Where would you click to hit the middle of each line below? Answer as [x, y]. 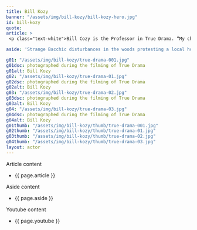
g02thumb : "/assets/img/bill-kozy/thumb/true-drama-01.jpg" [81, 131]
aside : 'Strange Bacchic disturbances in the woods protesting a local [95, 50]
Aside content [23, 187]
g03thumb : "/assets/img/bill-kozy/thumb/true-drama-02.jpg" [81, 136]
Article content [24, 164]
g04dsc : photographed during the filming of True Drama [76, 114]
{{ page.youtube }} [37, 221]
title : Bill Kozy [27, 11]
